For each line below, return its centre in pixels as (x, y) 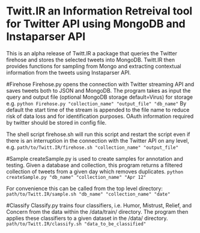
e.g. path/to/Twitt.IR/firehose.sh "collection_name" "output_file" (92, 147)
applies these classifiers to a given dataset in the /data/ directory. (87, 218)
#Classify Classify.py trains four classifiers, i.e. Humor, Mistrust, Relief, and (99, 205)
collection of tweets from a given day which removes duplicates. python (95, 171)
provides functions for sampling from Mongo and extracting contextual (94, 66)
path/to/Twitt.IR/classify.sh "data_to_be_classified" (76, 224)
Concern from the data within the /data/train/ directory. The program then (97, 211)
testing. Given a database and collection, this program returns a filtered (94, 165)
